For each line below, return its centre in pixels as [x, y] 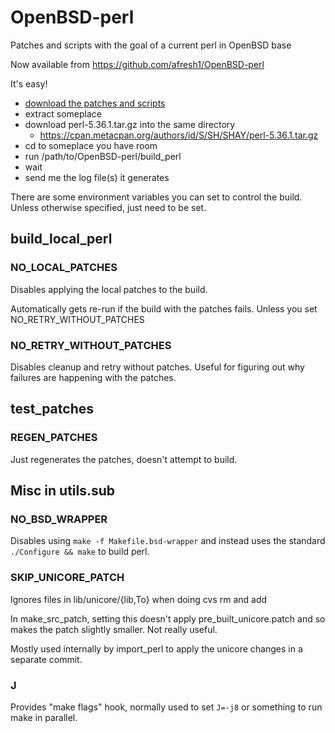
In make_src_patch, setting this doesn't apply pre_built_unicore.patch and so [168, 618]
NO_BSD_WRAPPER [59, 519]
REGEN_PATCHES [54, 438]
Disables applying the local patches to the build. [109, 289]
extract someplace [63, 113]
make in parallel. [44, 717]
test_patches [52, 409]
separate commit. [46, 659]
